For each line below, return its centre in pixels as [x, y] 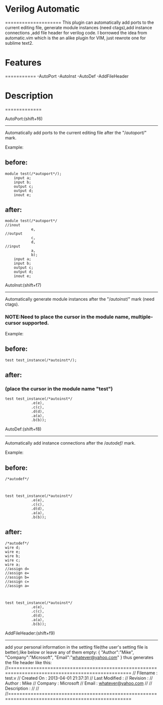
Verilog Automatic [42, 9]
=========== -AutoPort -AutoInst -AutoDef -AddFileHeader [67, 76]
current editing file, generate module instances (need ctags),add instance [79, 27]
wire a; [13, 565]
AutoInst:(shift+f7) [23, 285]
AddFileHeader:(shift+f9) [30, 633]
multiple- [142, 317]
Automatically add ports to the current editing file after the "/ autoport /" [76, 133]
